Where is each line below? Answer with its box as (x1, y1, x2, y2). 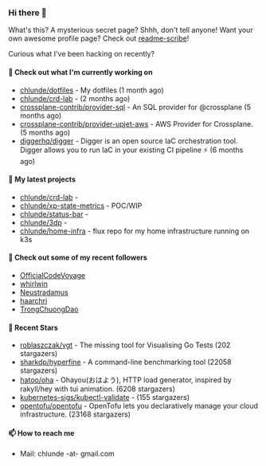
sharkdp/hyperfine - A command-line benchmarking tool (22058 (19, 358, 232, 367)
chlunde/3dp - (19, 217, 68, 227)
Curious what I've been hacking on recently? (8, 49, 155, 59)
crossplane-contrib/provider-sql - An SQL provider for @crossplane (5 (19, 102, 251, 112)
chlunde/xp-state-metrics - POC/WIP (19, 201, 143, 210)
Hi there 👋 (8, 7, 48, 18)
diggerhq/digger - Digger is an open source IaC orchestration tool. (19, 135, 238, 146)
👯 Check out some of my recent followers (8, 253, 147, 262)
